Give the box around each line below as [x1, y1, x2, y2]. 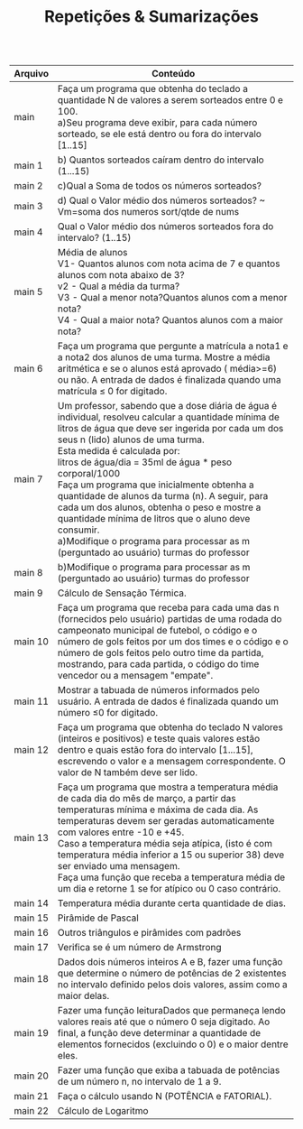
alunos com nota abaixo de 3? [57, 268, 185, 281]
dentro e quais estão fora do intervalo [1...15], [57, 743, 254, 755]
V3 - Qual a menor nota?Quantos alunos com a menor [57, 291, 288, 303]
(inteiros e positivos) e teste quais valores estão [57, 732, 261, 745]
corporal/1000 [57, 467, 121, 479]
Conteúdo [151, 67, 196, 79]
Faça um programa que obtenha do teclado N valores [57, 720, 284, 733]
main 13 [14, 831, 50, 844]
